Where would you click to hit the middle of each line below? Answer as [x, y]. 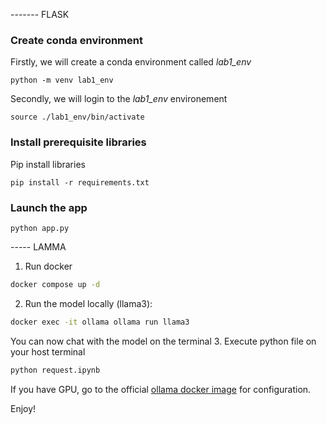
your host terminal [48, 351]
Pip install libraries [48, 164]
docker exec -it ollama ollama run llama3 [100, 322]
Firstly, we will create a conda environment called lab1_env [131, 62]
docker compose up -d [55, 284]
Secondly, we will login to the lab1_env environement [119, 99]
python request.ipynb [55, 370]
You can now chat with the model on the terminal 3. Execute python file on [163, 341]
